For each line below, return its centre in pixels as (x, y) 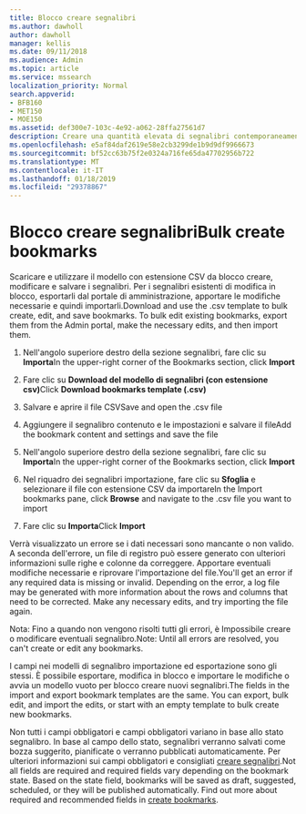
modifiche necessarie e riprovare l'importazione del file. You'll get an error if (151, 573)
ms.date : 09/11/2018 (49, 52)
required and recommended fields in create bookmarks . (114, 800)
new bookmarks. (41, 715)
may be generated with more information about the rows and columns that (149, 592)
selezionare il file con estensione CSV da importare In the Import (142, 489)
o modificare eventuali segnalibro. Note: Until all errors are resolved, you (144, 639)
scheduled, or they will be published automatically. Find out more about (143, 790)
